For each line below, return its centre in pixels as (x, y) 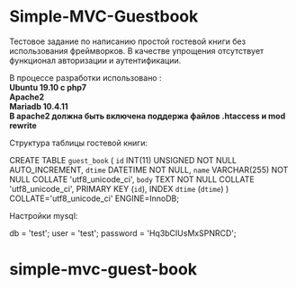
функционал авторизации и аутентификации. (95, 60)
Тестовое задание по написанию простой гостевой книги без (127, 41)
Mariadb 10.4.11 (39, 106)
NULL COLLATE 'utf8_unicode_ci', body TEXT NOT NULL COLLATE (132, 179)
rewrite (23, 125)
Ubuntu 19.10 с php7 (48, 87)
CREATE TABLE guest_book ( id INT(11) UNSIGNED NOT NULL (123, 160)
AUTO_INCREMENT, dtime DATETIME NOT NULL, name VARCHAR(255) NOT (149, 170)
